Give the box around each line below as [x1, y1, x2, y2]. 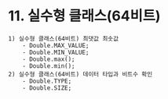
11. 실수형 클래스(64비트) [8, 7, 161, 25]
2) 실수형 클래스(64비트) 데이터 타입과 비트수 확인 [8, 70, 153, 78]
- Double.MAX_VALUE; [22, 41, 89, 49]
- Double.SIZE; [22, 83, 72, 92]
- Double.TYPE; [22, 77, 72, 85]
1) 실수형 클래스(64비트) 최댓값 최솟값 [8, 34, 119, 43]
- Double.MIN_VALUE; [22, 48, 89, 56]
